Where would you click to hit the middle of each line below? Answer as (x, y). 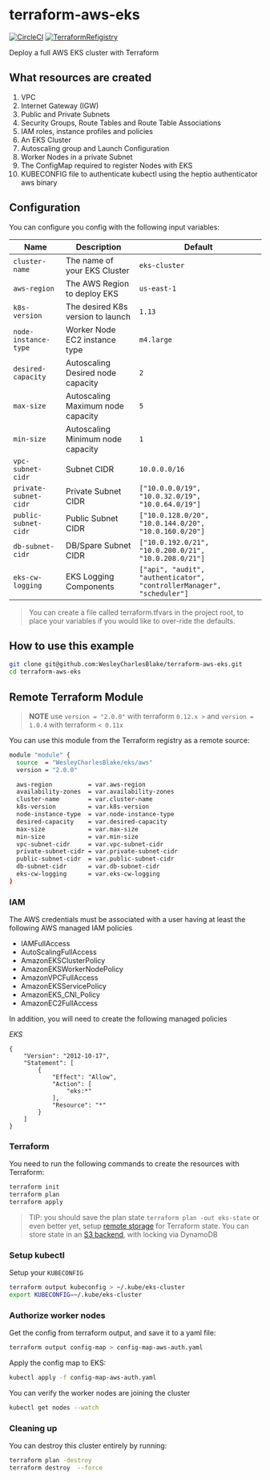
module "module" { (40, 755)
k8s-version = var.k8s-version (83, 807)
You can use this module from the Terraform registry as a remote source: (130, 740)
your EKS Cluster (98, 270)
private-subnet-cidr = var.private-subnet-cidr (97, 852)
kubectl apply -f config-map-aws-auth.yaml (83, 1378)
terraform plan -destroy (50, 1461)
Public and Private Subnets (65, 114)
